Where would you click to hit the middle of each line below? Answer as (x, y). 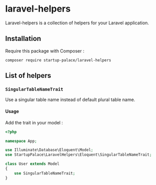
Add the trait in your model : (34, 122)
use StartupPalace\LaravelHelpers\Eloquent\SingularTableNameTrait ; (79, 155)
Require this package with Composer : (45, 51)
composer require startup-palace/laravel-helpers (58, 60)
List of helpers (28, 76)
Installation (23, 39)
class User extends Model (32, 164)
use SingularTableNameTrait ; (45, 173)
